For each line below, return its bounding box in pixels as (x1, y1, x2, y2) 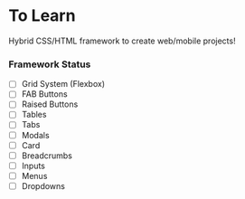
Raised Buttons (21, 99, 79, 109)
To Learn (8, 5, 76, 26)
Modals (21, 129, 51, 140)
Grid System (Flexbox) (21, 79, 106, 90)
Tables (21, 109, 47, 120)
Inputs (21, 160, 46, 171)
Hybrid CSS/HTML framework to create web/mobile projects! (8, 35, 236, 46)
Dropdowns (21, 180, 65, 191)
